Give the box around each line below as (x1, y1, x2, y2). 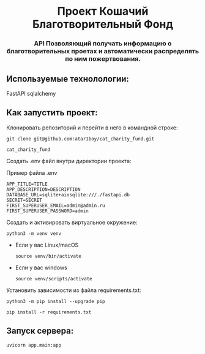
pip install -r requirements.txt (6, 309, 92, 315)
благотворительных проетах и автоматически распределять (6, 47, 199, 56)
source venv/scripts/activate (15, 275, 93, 282)
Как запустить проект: (6, 107, 98, 118)
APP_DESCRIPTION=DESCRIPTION (6, 186, 81, 193)
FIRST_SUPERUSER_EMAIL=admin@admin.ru (6, 202, 105, 209)
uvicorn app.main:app (6, 342, 62, 348)
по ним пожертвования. (65, 55, 141, 63)
